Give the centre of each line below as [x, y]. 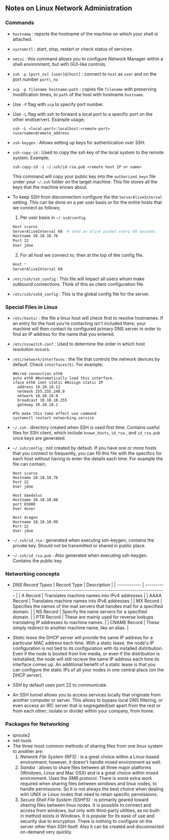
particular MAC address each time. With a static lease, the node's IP [83, 643]
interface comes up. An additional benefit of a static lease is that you [84, 665]
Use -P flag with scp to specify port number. [58, 104]
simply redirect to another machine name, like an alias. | [70, 628]
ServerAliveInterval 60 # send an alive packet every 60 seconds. [85, 231]
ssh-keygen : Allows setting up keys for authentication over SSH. [79, 142]
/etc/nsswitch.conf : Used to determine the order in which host [79, 344]
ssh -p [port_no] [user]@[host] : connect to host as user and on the [84, 74]
